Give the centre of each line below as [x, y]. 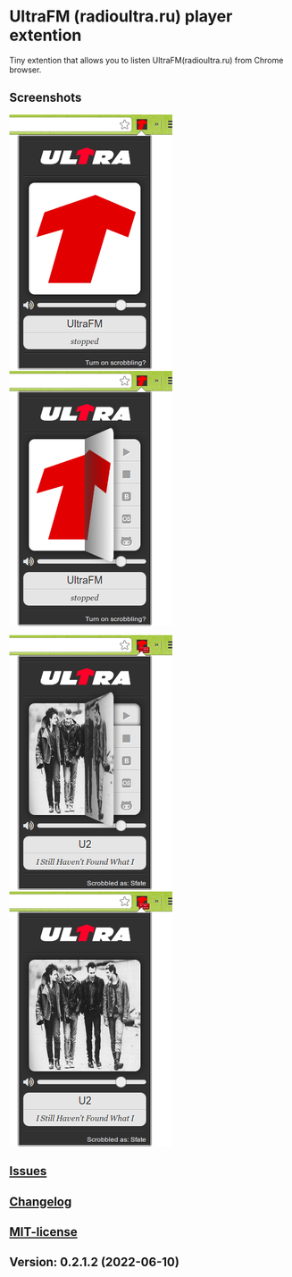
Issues [28, 1171]
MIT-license [43, 1232]
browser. [25, 70]
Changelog [41, 1201]
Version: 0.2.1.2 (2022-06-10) [95, 1262]
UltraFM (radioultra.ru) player [121, 17]
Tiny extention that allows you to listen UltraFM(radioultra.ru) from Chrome [146, 60]
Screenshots [46, 98]
